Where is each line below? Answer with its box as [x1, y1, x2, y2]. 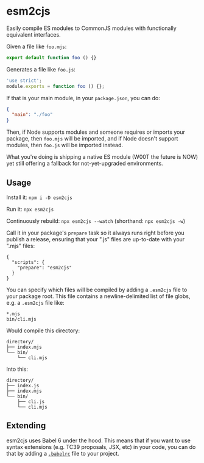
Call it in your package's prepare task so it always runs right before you [6, 229, 185, 236]
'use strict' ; [6, 78, 43, 84]
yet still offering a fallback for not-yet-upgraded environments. [6, 160, 163, 167]
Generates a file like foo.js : [6, 65, 76, 73]
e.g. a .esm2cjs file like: [6, 299, 65, 306]
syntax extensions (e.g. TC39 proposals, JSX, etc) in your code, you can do [6, 443, 196, 450]
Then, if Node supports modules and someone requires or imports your [6, 128, 186, 136]
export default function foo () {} [6, 54, 97, 60]
